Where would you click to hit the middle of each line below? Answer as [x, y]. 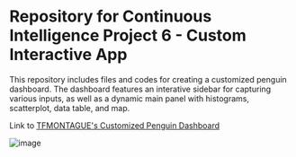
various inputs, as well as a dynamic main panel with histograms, [130, 98]
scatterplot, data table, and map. [70, 108]
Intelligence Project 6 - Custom [128, 35]
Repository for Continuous [111, 17]
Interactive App [68, 55]
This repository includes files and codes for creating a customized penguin [148, 79]
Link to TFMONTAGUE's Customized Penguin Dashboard [115, 125]
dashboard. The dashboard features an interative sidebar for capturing [140, 89]
